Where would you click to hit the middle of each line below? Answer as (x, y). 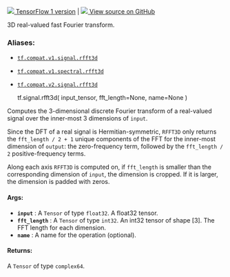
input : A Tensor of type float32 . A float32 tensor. (87, 213)
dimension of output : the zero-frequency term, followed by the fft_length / (115, 146)
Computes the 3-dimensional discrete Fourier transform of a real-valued (109, 111)
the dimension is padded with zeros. (59, 182)
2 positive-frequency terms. (46, 154)
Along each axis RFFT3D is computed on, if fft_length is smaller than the (109, 167)
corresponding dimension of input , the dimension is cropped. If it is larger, (113, 174)
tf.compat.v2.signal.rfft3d (57, 85)
